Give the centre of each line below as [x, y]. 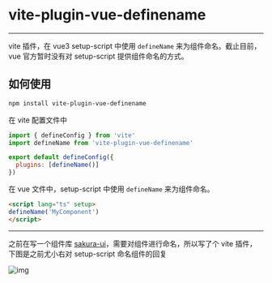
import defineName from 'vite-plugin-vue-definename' [101, 143]
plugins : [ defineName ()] [57, 165]
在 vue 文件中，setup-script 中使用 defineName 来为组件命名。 [111, 189]
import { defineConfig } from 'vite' [72, 135]
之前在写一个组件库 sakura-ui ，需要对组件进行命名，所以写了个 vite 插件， [133, 243]
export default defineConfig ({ [61, 157]
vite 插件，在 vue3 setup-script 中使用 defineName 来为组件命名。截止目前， [135, 45]
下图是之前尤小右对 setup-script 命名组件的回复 [88, 254]
